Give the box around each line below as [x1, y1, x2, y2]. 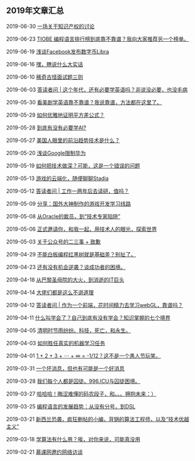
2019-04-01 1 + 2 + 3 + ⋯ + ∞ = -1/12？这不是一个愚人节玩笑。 [6, 352, 162, 359]
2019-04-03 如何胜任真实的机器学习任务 [6, 339, 105, 346]
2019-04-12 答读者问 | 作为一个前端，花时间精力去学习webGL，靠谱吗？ [6, 301, 183, 308]
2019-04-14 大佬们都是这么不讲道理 [6, 289, 94, 296]
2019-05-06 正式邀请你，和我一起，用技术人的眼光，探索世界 [6, 225, 158, 233]
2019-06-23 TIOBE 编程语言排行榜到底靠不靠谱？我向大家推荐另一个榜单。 [6, 35, 189, 42]
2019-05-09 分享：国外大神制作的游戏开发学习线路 [6, 200, 131, 207]
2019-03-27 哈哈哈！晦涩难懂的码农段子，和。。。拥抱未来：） [6, 390, 157, 397]
